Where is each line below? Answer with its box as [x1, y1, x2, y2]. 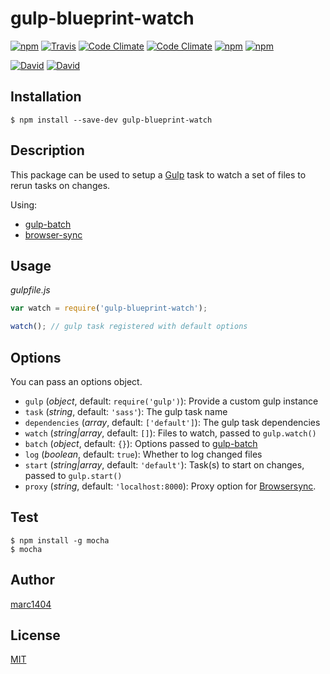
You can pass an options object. [10, 375, 143, 387]
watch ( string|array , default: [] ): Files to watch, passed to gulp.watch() [24, 427, 317, 439]
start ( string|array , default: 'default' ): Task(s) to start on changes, [24, 458, 305, 471]
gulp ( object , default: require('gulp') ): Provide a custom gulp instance [24, 395, 319, 407]
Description [10, 142, 85, 159]
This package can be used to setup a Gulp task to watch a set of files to [10, 168, 307, 181]
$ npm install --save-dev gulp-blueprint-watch [10, 115, 213, 125]
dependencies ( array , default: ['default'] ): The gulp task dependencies [24, 416, 321, 428]
